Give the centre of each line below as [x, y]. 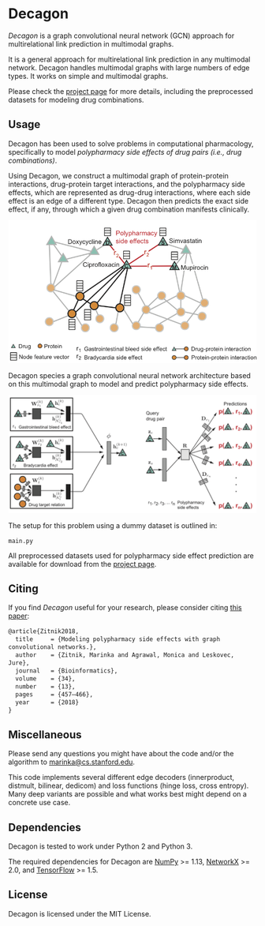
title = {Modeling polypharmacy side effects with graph [118, 639]
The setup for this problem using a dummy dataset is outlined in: [113, 525]
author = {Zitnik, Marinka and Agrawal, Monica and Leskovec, [125, 655]
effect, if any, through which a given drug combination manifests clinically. [129, 209]
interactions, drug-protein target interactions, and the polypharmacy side [127, 184]
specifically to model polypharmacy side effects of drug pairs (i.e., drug [125, 152]
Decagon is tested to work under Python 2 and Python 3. [101, 846]
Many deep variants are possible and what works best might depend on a [127, 794]
